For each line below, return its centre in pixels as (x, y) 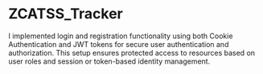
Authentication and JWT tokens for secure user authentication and (119, 44)
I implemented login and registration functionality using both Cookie (121, 36)
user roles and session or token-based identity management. (109, 61)
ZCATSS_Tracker (66, 14)
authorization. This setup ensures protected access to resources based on (132, 53)
